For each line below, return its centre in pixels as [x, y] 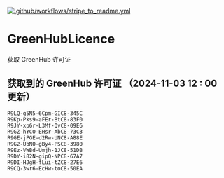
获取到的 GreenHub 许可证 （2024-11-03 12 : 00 [112, 84]
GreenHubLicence [61, 39]
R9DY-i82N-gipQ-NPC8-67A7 [45, 156]
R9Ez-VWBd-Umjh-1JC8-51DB [45, 150]
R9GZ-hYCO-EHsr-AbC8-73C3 [45, 132]
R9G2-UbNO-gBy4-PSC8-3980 [45, 144]
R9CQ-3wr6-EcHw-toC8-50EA [45, 168]
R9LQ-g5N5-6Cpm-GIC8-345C [45, 113]
